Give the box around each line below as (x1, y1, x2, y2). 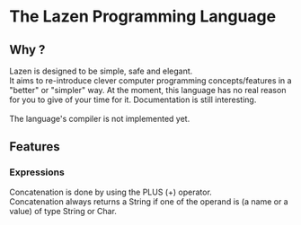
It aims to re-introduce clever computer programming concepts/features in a (9, 75, 292, 86)
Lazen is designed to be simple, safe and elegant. (9, 65, 193, 76)
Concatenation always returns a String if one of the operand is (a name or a (9, 195, 289, 207)
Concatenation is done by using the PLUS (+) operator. (9, 186, 213, 197)
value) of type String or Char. (9, 205, 117, 216)
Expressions (9, 166, 65, 178)
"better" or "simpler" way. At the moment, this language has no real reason (9, 85, 287, 95)
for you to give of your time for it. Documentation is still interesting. (9, 94, 257, 105)
